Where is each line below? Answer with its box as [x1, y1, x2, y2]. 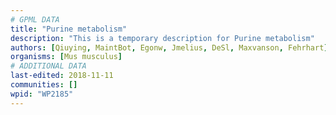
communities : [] [10, 80, 78, 90]
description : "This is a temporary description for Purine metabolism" [10, 33, 315, 43]
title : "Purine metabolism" [10, 24, 128, 34]
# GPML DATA [10, 14, 60, 25]
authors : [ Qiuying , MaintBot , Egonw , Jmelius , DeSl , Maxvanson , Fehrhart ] [10, 42, 329, 53]
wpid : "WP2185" [10, 89, 74, 99]
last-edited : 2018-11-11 [10, 71, 114, 81]
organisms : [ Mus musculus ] [10, 52, 123, 62]
